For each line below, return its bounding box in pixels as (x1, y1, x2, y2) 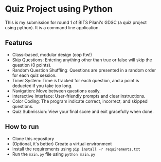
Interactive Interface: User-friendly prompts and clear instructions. (12, 93, 145, 99)
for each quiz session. (12, 72, 57, 78)
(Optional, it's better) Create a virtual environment (12, 141, 112, 146)
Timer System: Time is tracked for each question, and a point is (12, 77, 140, 83)
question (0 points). (12, 62, 52, 68)
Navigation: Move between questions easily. (12, 88, 101, 93)
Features (5, 39, 33, 47)
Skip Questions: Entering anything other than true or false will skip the (12, 57, 152, 63)
